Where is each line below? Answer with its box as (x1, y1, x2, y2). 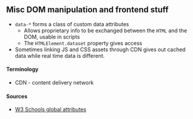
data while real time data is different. (14, 52, 105, 59)
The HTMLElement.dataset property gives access (23, 39, 142, 46)
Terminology (6, 65, 39, 73)
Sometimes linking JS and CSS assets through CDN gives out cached (14, 46, 186, 53)
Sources (6, 92, 28, 100)
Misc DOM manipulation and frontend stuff (6, 5, 169, 15)
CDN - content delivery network (14, 79, 94, 86)
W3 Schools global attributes (14, 106, 87, 113)
